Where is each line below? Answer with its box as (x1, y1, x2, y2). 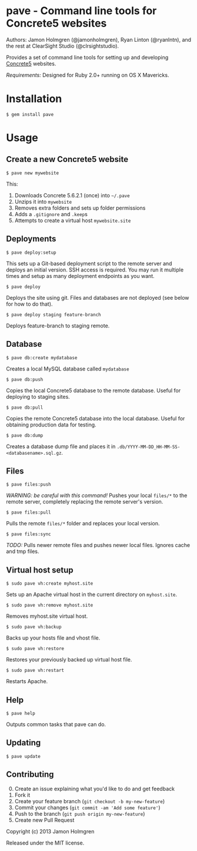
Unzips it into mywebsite (14, 198, 72, 205)
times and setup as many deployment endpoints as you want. (6, 272, 155, 279)
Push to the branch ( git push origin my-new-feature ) (14, 810, 145, 817)
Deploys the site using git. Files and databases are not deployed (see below (6, 294, 189, 301)
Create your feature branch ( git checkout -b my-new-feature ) (14, 797, 165, 804)
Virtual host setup (6, 565, 74, 575)
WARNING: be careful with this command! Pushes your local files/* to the (6, 492, 188, 499)
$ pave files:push (6, 482, 51, 488)
